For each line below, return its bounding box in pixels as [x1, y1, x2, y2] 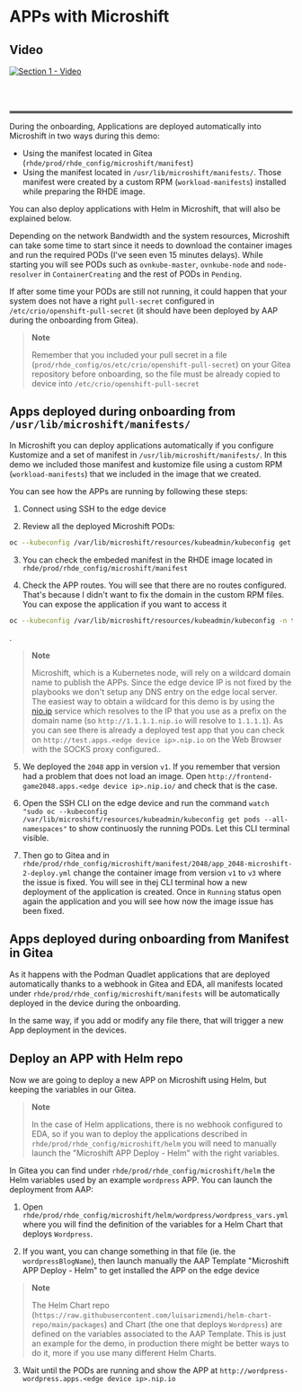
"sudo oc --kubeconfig [22, 807, 108, 816]
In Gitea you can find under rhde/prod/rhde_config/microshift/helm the [9, 1166, 276, 1176]
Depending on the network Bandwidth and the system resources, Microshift [9, 231, 290, 241]
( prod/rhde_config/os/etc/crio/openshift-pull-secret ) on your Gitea [31, 359, 291, 369]
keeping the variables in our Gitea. [9, 1085, 137, 1095]
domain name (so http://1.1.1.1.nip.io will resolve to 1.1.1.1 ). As [31, 714, 283, 725]
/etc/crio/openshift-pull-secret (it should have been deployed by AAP [9, 306, 279, 315]
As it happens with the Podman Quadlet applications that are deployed [9, 969, 271, 980]
